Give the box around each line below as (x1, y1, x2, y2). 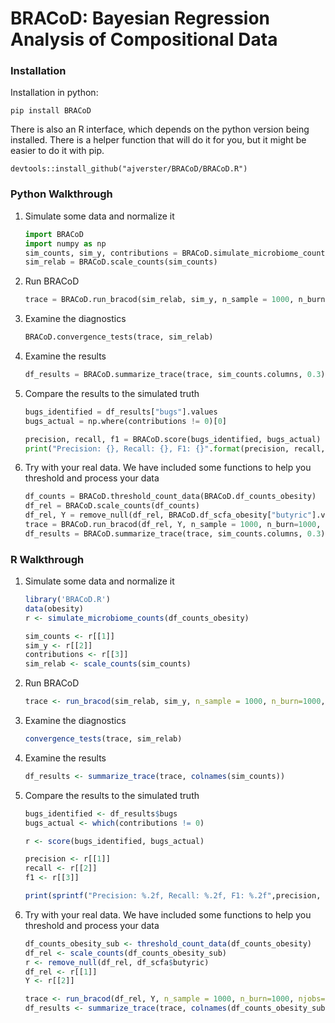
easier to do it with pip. (10, 145, 105, 157)
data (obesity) (24, 603, 84, 614)
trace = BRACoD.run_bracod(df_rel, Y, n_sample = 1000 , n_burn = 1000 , (24, 520, 322, 530)
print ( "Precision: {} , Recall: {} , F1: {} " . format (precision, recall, (24, 443, 326, 454)
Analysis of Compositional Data (10, 28, 278, 51)
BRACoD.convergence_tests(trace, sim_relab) (24, 332, 214, 342)
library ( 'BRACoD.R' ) (24, 595, 111, 605)
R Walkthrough (10, 552, 85, 566)
